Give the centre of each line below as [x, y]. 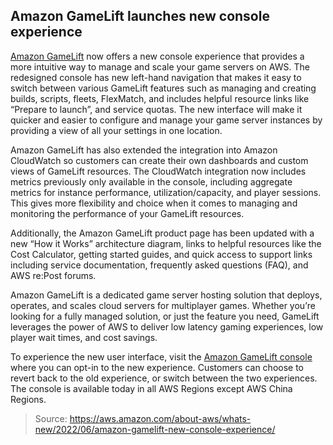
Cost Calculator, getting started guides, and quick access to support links [161, 254]
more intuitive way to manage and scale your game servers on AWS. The [160, 66]
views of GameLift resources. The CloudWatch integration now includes [158, 171]
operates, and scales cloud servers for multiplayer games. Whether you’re [163, 305]
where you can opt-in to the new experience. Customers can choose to [157, 367]
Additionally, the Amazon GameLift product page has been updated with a [162, 233]
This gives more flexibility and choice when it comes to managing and [154, 203]
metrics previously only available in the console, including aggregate [151, 181]
